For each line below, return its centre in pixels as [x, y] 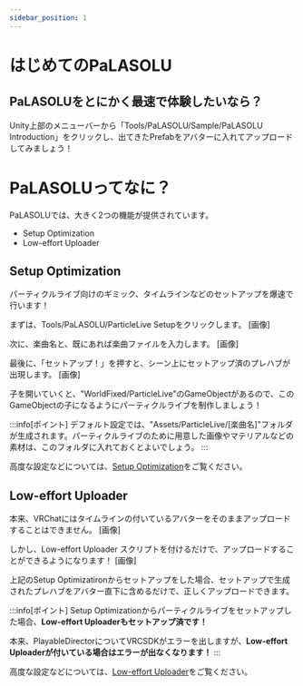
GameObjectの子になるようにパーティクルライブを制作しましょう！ [136, 406]
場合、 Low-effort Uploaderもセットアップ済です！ [112, 622]
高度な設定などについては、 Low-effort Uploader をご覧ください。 [131, 671]
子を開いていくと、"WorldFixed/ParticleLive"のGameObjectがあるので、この [152, 394]
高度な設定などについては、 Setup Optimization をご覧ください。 [128, 466]
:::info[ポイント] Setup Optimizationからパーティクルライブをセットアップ [147, 611]
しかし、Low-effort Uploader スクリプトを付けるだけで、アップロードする [148, 549]
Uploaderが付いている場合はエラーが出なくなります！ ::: [115, 652]
